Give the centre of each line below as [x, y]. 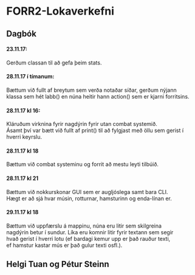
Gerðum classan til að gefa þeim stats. [54, 63]
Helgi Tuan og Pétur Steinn [58, 264]
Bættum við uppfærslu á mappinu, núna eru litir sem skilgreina [84, 226]
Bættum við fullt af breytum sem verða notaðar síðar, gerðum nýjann [92, 90]
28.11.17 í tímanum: [30, 77]
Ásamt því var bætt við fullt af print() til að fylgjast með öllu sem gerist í [95, 131]
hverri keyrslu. [24, 137]
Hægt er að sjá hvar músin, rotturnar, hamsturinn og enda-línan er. [89, 198]
